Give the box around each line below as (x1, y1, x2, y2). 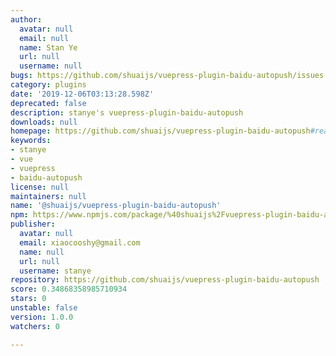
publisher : (10, 219, 56, 230)
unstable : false (10, 303, 78, 313)
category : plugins (10, 80, 87, 90)
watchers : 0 (10, 321, 60, 331)
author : (10, 14, 43, 25)
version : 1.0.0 (10, 312, 74, 322)
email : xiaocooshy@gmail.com (19, 237, 141, 248)
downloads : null (10, 117, 78, 127)
